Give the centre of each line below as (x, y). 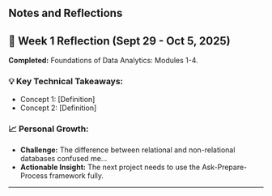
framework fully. (76, 175)
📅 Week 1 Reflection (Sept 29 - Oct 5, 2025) (119, 41)
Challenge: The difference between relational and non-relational (127, 150)
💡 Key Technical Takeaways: (66, 82)
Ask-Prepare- (225, 167)
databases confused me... (64, 158)
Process (34, 175)
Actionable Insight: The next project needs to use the (110, 167)
